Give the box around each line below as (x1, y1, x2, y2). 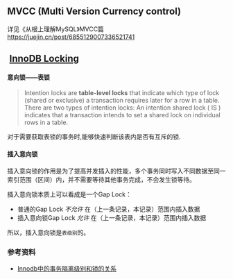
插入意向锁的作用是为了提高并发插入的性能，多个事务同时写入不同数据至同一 (7, 167, 226, 175)
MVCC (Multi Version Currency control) (7, 6, 182, 17)
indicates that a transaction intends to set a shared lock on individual (24, 111, 221, 119)
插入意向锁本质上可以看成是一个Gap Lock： (7, 190, 132, 198)
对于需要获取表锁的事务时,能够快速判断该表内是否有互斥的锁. (7, 133, 182, 141)
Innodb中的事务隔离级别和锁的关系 (17, 264, 116, 273)
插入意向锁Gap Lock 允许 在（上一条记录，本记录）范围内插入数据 (17, 213, 207, 221)
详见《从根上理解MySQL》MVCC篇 (7, 24, 104, 33)
